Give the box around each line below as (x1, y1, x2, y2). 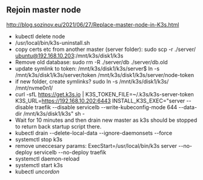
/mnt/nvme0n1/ (15, 84, 53, 92)
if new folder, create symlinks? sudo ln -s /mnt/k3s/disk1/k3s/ (15, 78, 169, 85)
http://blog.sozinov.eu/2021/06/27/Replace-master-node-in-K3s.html (6, 21, 179, 28)
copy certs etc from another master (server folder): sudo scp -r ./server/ (15, 45, 196, 53)
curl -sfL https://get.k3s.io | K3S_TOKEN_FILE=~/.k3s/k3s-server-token (15, 90, 194, 98)
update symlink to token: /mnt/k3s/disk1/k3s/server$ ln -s (15, 65, 160, 72)
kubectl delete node (15, 33, 65, 40)
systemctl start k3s (15, 161, 63, 168)
